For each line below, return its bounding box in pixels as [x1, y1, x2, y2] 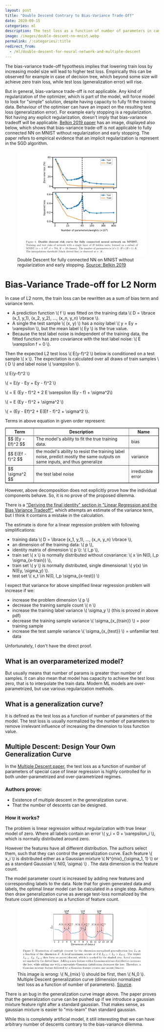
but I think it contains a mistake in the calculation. [5, 513, 104, 518]
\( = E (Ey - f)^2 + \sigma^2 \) [5, 399, 64, 404]
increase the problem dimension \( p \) [12, 597, 90, 603]
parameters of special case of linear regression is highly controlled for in [5, 768, 151, 774]
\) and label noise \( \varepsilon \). [12, 361, 81, 367]
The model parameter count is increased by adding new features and [5, 875, 144, 881]
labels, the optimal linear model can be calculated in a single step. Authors [5, 886, 155, 892]
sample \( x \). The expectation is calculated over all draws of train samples [5, 356, 156, 361]
